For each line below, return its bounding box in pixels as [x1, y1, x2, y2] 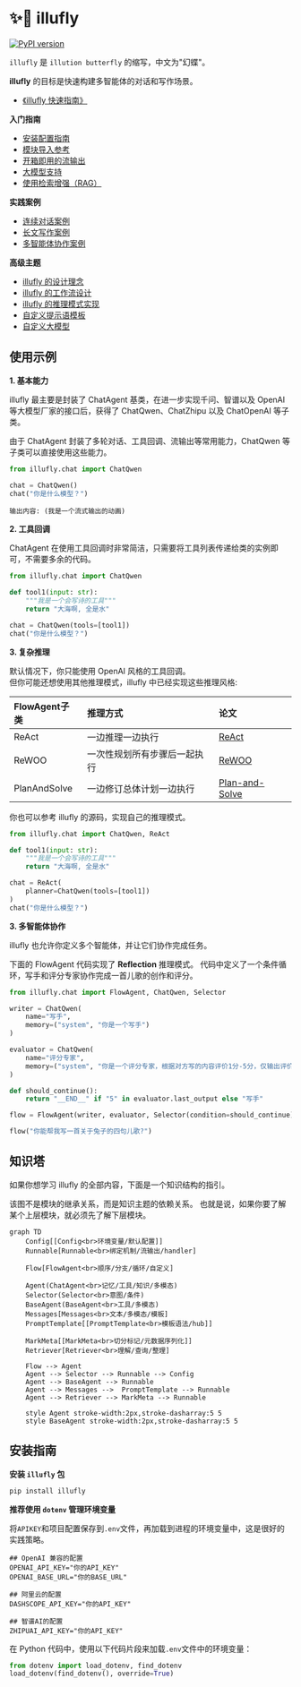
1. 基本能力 [9, 375, 49, 386]
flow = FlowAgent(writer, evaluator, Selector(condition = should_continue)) [9, 1110, 298, 1120]
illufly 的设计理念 [21, 276, 84, 287]
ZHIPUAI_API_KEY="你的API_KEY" [9, 1626, 124, 1635]
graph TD [9, 1227, 42, 1237]
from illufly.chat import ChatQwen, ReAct [9, 829, 170, 838]
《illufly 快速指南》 [21, 94, 88, 106]
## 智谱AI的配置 [9, 1616, 64, 1626]
